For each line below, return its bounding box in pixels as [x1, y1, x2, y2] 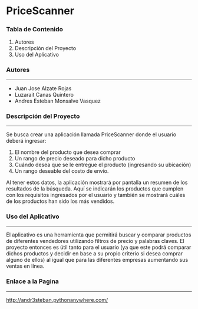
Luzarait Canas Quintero [14, 91, 74, 98]
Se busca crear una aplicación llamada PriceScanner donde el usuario [6, 131, 177, 138]
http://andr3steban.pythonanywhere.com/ [6, 296, 108, 303]
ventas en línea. [6, 262, 45, 269]
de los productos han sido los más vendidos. [6, 198, 115, 205]
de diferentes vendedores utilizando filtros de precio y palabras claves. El [6, 238, 184, 245]
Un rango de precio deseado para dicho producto [14, 155, 136, 162]
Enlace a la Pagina [6, 277, 59, 285]
